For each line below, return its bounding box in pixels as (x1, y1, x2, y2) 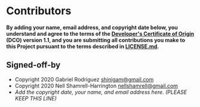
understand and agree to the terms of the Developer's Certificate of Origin (6, 30, 195, 37)
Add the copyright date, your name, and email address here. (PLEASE (14, 88, 187, 96)
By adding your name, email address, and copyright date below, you (6, 24, 178, 31)
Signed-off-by (6, 60, 61, 70)
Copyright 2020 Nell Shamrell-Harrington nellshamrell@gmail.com (14, 82, 178, 89)
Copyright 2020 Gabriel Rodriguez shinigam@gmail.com (14, 75, 154, 83)
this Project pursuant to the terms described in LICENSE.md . (6, 43, 159, 50)
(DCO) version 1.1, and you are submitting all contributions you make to (6, 36, 186, 43)
